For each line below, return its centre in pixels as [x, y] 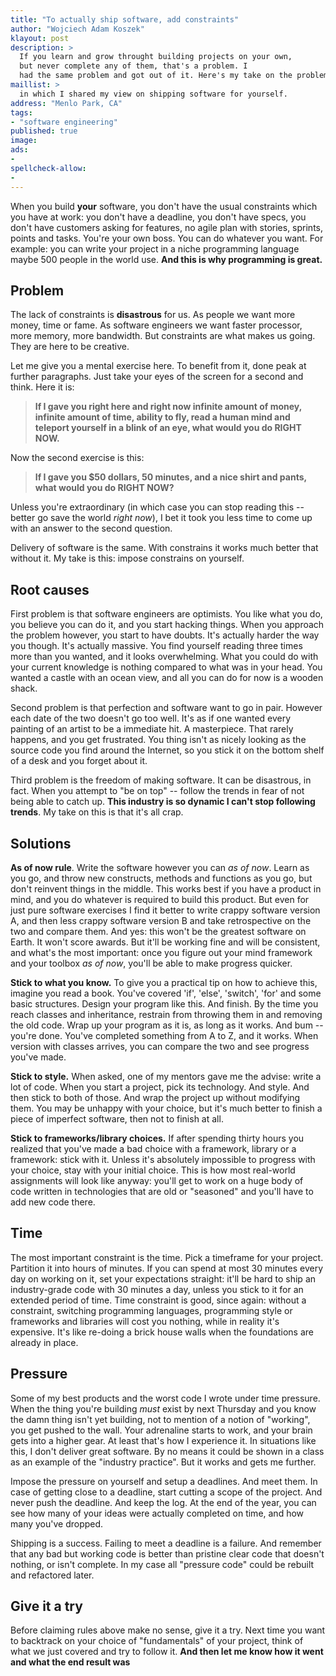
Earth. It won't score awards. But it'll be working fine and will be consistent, [165, 942]
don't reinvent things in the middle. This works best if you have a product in [166, 888]
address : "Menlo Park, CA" [66, 103]
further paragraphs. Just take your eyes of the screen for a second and [157, 377]
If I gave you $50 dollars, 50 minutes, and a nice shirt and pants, [170, 477]
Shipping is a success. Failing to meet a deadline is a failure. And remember [166, 1543]
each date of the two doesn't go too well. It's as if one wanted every [151, 718]
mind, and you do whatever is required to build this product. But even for [160, 899]
